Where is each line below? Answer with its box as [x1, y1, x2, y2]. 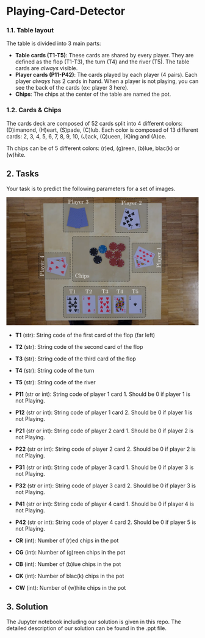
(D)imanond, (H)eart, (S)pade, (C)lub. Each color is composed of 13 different [6, 126, 198, 134]
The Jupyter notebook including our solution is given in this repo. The [6, 618, 181, 625]
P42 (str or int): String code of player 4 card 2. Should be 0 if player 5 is [15, 518, 196, 526]
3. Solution [6, 602, 49, 612]
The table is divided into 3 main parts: [6, 40, 101, 47]
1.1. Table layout [6, 26, 54, 35]
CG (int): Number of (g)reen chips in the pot [15, 548, 126, 556]
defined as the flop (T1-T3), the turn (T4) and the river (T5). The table [15, 58, 190, 65]
